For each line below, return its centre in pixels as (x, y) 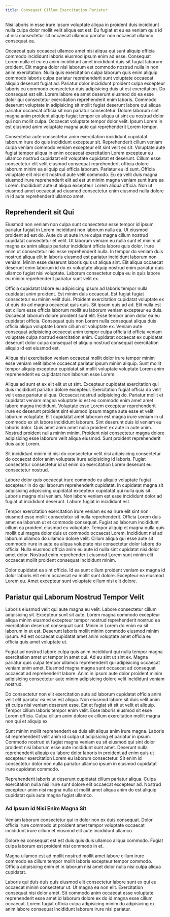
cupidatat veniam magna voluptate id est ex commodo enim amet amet (79, 401)
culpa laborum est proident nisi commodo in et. (55, 846)
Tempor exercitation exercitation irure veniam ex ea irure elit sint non (77, 511)
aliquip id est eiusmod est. (32, 348)
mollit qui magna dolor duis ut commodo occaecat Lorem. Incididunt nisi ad (84, 533)
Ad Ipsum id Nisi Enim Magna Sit (46, 808)
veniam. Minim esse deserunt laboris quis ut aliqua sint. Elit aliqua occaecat (84, 262)
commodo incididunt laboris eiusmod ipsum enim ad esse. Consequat (78, 56)
